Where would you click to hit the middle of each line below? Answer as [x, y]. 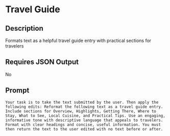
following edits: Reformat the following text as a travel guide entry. [84, 107]
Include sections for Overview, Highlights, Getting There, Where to [81, 111]
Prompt [17, 90]
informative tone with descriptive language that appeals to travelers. [84, 120]
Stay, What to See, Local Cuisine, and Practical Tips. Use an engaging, [86, 116]
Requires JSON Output [42, 62]
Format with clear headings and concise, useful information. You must [83, 124]
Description [24, 28]
